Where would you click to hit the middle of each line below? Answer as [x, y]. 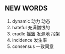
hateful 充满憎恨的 [31, 27]
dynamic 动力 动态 [31, 21]
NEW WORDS [26, 8]
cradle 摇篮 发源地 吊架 [36, 34]
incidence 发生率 [29, 40]
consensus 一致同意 [33, 46]
